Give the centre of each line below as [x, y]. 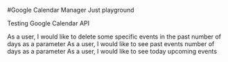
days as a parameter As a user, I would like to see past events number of [111, 44]
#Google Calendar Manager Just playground [71, 10]
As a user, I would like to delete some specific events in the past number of [114, 37]
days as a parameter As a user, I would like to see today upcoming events [112, 51]
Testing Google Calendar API [49, 23]
